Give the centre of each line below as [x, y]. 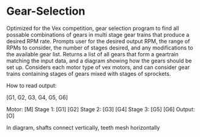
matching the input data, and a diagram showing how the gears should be [99, 61]
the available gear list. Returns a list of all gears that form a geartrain [92, 54]
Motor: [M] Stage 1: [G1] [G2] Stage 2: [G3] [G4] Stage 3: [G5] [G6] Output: [101, 109]
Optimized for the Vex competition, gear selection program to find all [93, 28]
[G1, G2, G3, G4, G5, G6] [37, 97]
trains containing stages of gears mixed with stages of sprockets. [89, 73]
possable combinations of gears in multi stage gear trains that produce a [98, 34]
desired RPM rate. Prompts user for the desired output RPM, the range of [98, 41]
